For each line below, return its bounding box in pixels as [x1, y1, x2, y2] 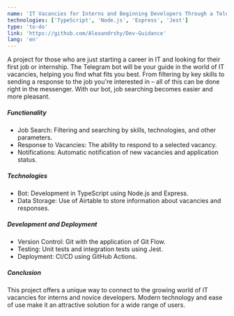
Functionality [7, 108, 47, 116]
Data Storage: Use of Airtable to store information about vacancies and [17, 197, 221, 205]
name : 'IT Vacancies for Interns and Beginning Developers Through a [7, 10, 214, 17]
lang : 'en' [7, 36, 39, 43]
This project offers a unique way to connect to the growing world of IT [7, 286, 209, 294]
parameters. [17, 133, 53, 142]
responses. [17, 204, 50, 213]
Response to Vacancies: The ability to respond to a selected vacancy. [17, 141, 217, 149]
